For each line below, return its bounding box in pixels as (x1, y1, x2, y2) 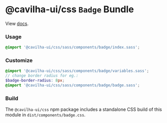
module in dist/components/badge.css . (5, 112, 86, 118)
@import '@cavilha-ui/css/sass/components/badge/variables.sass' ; (5, 68, 149, 73)
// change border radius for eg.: (5, 73, 79, 79)
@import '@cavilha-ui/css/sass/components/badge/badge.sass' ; (5, 83, 140, 88)
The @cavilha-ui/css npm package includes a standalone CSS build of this (5, 106, 162, 113)
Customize (5, 57, 33, 64)
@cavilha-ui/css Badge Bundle (5, 4, 134, 15)
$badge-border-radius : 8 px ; (5, 78, 65, 83)
